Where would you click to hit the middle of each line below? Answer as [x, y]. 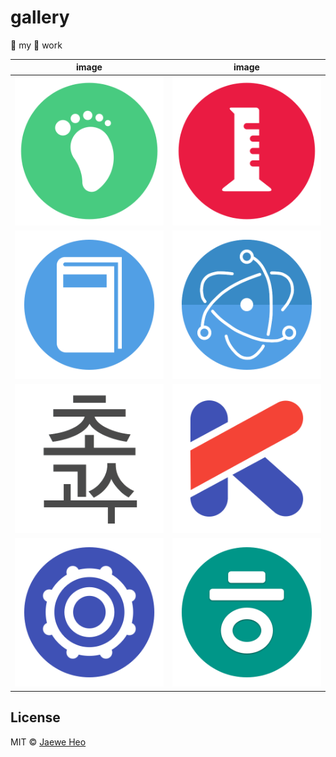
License [35, 717]
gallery [40, 17]
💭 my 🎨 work [36, 45]
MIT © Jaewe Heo [48, 742]
